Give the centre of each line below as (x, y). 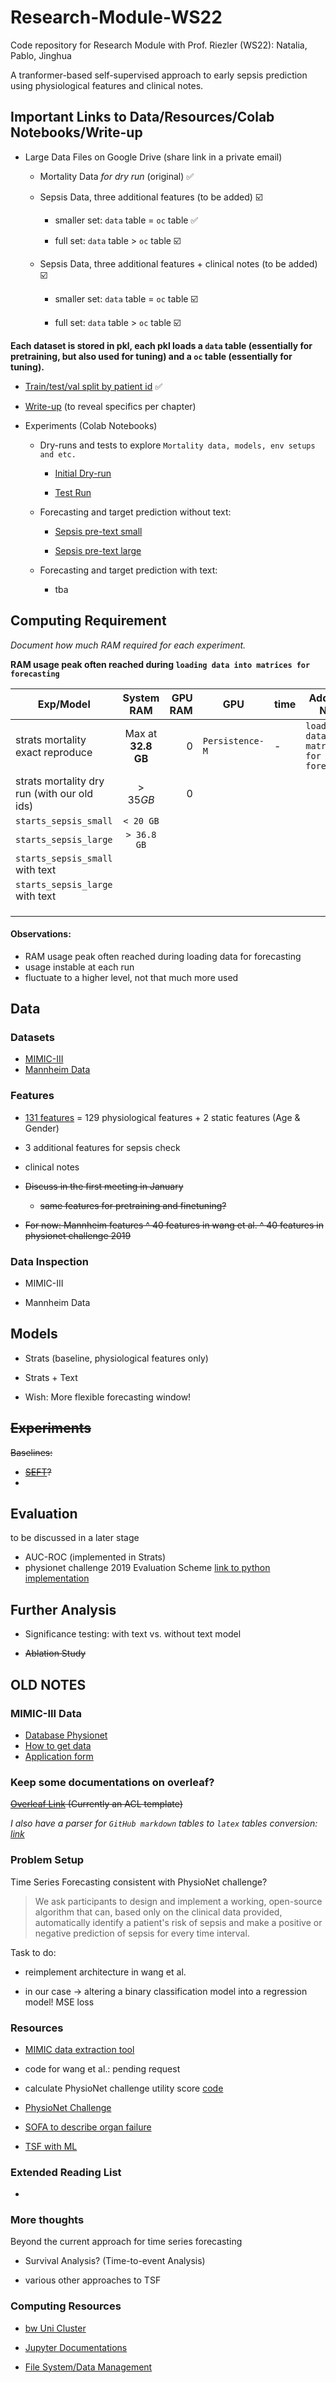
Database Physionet (66, 1735)
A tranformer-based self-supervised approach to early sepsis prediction (159, 75)
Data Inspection (50, 1261)
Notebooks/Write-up (76, 132)
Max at (141, 733)
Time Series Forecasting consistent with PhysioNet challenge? (139, 1882)
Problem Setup (47, 1860)
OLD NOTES (48, 1684)
